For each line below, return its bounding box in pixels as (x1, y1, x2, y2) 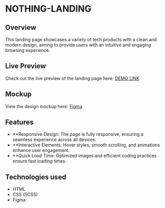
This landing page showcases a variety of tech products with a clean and (5, 36, 157, 42)
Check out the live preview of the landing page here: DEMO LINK (5, 75, 140, 81)
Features (5, 118, 34, 127)
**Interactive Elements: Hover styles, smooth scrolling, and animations (12, 142, 160, 148)
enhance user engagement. (12, 147, 70, 153)
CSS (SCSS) (12, 191, 38, 197)
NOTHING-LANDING (5, 3, 92, 15)
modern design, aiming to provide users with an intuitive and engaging (5, 42, 151, 48)
